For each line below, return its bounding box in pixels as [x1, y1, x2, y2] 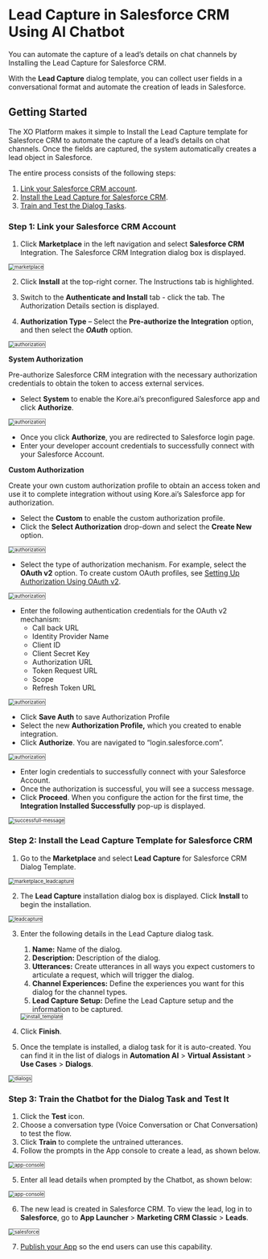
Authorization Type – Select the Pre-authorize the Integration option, [19, 316, 254, 327]
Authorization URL [31, 657, 93, 667]
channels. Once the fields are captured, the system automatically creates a [8, 143, 257, 154]
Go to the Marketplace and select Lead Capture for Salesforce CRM [19, 853, 248, 863]
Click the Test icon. [19, 1111, 85, 1121]
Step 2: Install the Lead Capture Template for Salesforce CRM [8, 835, 254, 846]
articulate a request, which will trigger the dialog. [31, 970, 195, 980]
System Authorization [8, 354, 84, 364]
